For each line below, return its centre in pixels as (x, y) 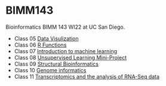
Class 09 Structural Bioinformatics (56, 64)
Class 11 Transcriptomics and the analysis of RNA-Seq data (87, 76)
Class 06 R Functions (40, 45)
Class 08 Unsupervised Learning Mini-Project (70, 57)
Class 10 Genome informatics (50, 70)
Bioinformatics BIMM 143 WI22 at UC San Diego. (65, 27)
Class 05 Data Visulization (46, 38)
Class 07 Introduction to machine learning (66, 51)
